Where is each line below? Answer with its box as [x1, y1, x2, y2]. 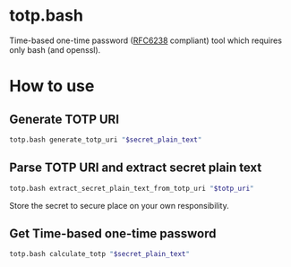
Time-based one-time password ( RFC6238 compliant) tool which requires [9, 35, 282, 46]
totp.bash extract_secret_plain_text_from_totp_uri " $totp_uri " [9, 184, 254, 193]
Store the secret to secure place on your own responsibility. [9, 200, 230, 211]
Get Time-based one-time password [9, 226, 217, 241]
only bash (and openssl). [9, 44, 101, 55]
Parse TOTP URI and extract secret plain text [9, 160, 262, 176]
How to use [9, 76, 95, 97]
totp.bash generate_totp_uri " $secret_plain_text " [9, 135, 202, 144]
